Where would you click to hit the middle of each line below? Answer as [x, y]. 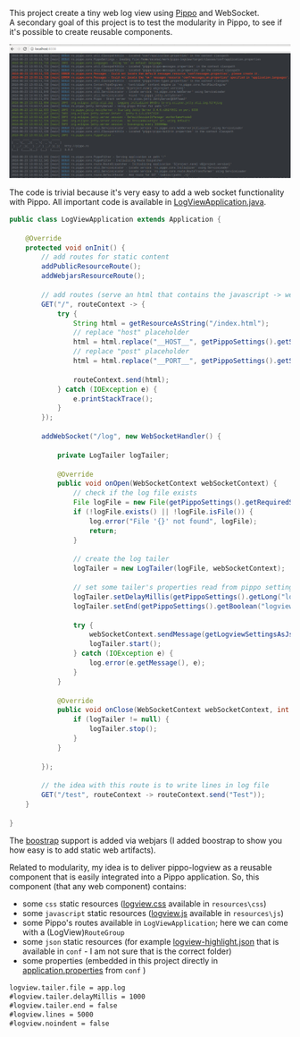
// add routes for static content [105, 257]
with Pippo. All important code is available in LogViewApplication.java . [138, 201]
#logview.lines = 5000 [51, 1015]
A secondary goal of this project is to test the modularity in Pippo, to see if [146, 22]
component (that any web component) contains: [98, 886]
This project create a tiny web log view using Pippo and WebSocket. [134, 13]
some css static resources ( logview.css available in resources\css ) [144, 904]
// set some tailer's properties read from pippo [167, 588]
